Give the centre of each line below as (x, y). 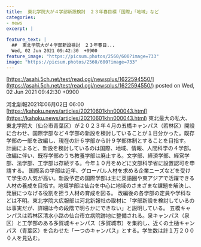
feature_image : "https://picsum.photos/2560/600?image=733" (83, 56)
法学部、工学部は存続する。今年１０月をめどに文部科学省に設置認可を (103, 163)
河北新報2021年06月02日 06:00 (45, 104)
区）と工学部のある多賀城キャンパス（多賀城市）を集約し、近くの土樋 (93, 223)
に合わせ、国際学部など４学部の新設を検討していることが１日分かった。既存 (100, 133)
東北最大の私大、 (170, 118)
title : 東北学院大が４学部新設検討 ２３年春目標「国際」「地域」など (83, 12)
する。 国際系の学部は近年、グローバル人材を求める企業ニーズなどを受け (101, 170)
